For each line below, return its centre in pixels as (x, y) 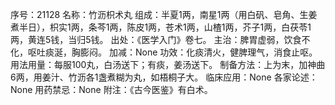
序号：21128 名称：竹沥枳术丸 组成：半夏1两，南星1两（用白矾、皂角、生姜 (164, 14)
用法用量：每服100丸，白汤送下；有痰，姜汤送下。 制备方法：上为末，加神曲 (168, 64)
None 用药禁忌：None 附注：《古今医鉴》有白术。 (111, 89)
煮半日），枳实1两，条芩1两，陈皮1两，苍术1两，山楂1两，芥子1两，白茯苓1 (161, 27)
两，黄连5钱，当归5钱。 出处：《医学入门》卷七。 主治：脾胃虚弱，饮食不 (160, 39)
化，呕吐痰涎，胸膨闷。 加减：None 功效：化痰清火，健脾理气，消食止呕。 (164, 52)
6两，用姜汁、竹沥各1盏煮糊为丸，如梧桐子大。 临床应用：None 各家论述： (164, 77)
